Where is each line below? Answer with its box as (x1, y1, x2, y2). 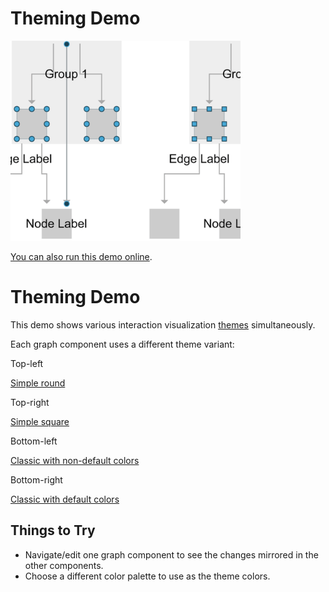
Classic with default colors (10, 493, 120, 505)
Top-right (10, 396, 50, 408)
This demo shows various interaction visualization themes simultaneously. (10, 318, 316, 331)
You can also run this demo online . (10, 250, 153, 262)
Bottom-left (10, 435, 58, 447)
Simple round (10, 377, 66, 389)
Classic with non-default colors (10, 454, 140, 466)
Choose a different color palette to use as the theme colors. (24, 570, 271, 582)
